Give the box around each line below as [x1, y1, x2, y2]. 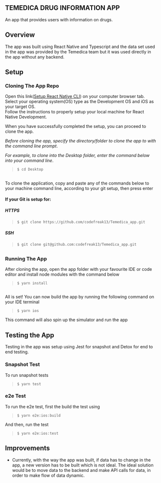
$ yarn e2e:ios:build [16, 413, 61, 418]
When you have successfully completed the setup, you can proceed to [5, 124, 146, 129]
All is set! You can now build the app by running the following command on [5, 294, 154, 300]
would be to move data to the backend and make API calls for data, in [12, 467, 151, 473]
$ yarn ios [16, 309, 39, 313]
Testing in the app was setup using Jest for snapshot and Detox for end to [5, 344, 153, 350]
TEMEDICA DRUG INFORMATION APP [5, 4, 120, 12]
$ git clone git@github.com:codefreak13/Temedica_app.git [16, 242, 137, 247]
